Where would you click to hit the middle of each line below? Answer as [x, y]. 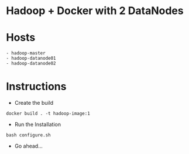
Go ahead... [28, 146]
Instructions [36, 87]
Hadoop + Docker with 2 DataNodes [95, 11]
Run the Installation [38, 125]
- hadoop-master [26, 53]
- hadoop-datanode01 [31, 59]
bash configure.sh [28, 135]
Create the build [34, 103]
